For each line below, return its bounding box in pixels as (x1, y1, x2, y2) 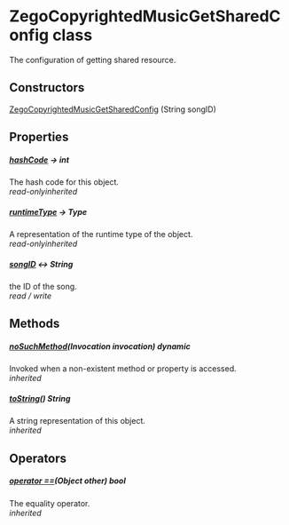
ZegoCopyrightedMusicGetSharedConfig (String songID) (9, 104, 217, 115)
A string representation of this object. (9, 416, 146, 426)
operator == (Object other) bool (9, 475, 126, 486)
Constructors (9, 80, 85, 95)
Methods (9, 316, 60, 331)
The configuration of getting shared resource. (9, 54, 176, 65)
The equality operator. (9, 497, 90, 508)
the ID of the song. (9, 282, 77, 292)
